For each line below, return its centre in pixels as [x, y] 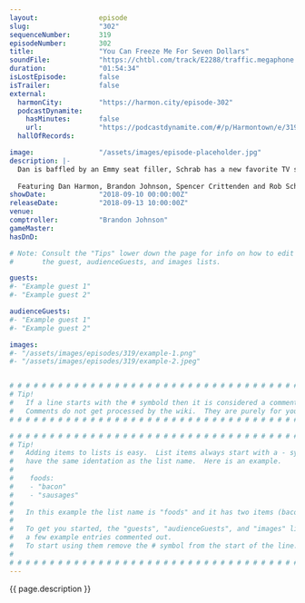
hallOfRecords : [46, 136]
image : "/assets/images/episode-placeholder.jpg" [135, 153]
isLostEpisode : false [64, 77]
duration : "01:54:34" [75, 69]
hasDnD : [24, 237]
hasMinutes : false [73, 119]
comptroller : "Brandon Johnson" [89, 220]
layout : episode [69, 18]
